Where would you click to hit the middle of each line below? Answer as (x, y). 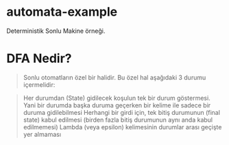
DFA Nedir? (39, 58)
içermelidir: (39, 84)
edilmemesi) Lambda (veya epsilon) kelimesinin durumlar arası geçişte (122, 127)
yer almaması (42, 134)
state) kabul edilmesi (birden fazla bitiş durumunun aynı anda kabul (118, 120)
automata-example (62, 12)
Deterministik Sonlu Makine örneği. (56, 31)
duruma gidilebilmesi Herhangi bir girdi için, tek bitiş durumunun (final (122, 112)
